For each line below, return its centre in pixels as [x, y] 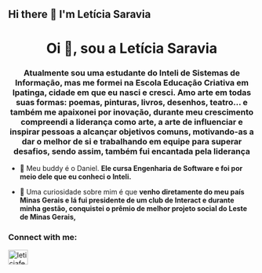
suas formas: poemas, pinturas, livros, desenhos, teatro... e [132, 102]
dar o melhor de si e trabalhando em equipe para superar [132, 141]
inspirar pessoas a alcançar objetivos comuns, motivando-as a [132, 132]
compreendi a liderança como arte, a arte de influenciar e [132, 122]
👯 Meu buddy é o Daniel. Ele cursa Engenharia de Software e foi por [131, 168]
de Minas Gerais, [47, 217]
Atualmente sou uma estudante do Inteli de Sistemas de [132, 73]
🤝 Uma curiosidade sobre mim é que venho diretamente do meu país [132, 191]
